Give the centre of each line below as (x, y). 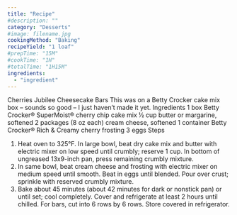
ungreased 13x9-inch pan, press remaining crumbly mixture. (105, 159)
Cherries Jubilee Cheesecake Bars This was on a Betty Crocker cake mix (114, 100)
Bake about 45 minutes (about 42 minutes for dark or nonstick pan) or (120, 189)
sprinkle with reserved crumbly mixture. (76, 182)
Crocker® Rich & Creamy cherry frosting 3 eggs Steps (86, 130)
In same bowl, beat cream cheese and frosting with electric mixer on (117, 167)
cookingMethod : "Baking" (44, 40)
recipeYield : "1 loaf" (41, 47)
